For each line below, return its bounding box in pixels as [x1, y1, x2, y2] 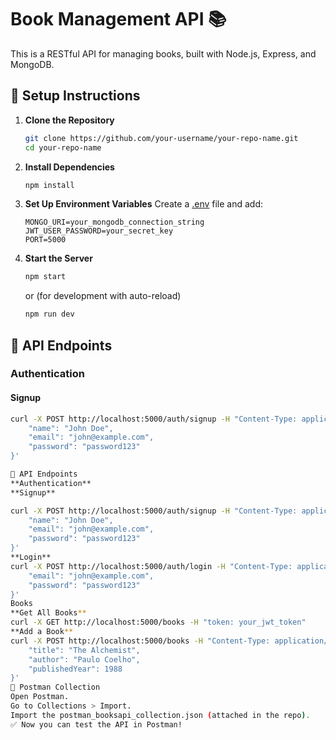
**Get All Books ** [10, 608, 87, 618]
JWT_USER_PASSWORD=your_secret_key [24, 226, 174, 236]
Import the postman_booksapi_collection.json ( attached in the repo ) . [10, 710, 311, 720]
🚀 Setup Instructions [10, 87, 141, 105]
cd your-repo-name [24, 142, 102, 153]
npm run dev [24, 309, 75, 320]
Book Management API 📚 [10, 8, 227, 31]
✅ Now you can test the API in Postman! [10, 719, 183, 730]
